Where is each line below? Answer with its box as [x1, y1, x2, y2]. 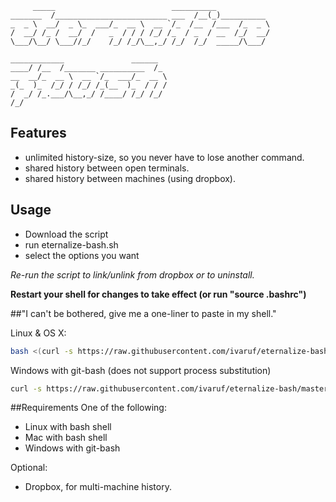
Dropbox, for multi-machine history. [24, 481, 172, 493]
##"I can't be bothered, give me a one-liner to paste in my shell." [10, 307, 277, 319]
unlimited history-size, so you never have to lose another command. [24, 151, 305, 163]
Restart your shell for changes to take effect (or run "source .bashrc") [10, 288, 307, 300]
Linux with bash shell [24, 421, 112, 433]
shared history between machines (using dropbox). [24, 172, 237, 184]
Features [10, 125, 67, 142]
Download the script [24, 228, 109, 240]
